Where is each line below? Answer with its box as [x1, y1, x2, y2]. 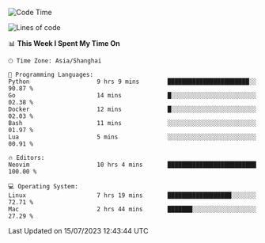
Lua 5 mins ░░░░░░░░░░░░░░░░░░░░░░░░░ [8, 133, 257, 141]
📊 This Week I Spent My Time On [8, 39, 120, 47]
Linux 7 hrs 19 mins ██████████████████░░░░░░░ [8, 192, 257, 199]
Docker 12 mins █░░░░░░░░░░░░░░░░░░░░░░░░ [8, 105, 257, 113]
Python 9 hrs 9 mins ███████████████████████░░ [8, 78, 257, 85]
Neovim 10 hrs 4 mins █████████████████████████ [8, 161, 257, 169]
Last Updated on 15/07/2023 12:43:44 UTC [8, 226, 149, 235]
